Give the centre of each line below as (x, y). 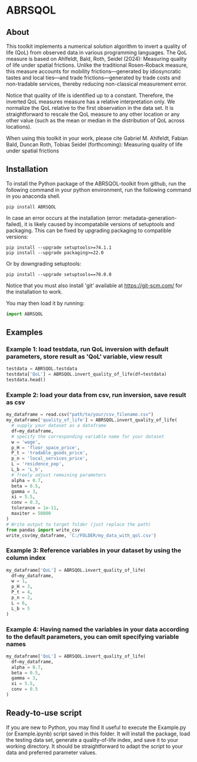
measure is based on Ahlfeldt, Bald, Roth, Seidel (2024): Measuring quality (96, 59)
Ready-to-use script (44, 713)
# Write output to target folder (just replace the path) (79, 524)
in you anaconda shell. (33, 196)
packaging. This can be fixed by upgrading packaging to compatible (89, 230)
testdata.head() (26, 380)
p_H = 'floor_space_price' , (46, 447)
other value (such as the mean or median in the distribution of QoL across (96, 121)
